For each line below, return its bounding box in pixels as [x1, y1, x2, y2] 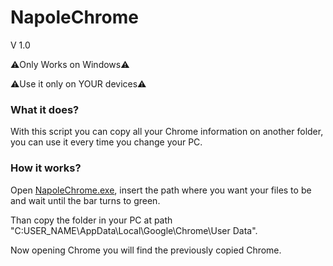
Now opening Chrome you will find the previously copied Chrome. [10, 244, 282, 256]
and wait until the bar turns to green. [10, 194, 161, 206]
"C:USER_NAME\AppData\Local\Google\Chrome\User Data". [10, 224, 258, 236]
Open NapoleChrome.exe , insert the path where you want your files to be [10, 184, 312, 196]
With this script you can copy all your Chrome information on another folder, [10, 126, 324, 138]
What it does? [10, 102, 80, 116]
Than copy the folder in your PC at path [10, 214, 173, 226]
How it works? [10, 161, 82, 175]
